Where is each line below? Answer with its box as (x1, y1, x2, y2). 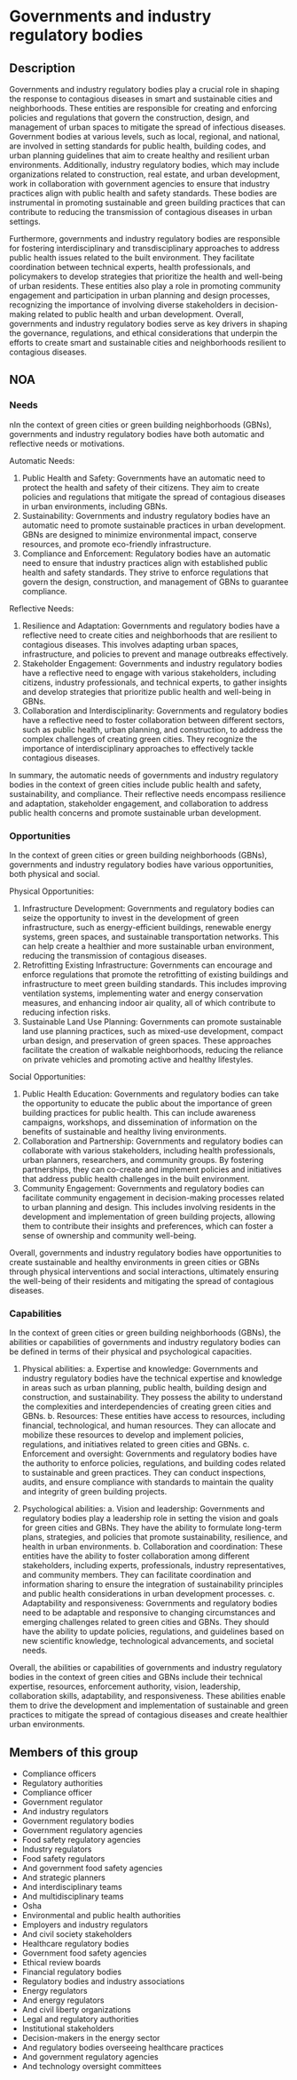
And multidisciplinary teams (21, 1891, 124, 1902)
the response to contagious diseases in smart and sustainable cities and (9, 93, 273, 104)
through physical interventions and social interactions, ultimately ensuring (9, 1266, 279, 1277)
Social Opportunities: (9, 1071, 86, 1081)
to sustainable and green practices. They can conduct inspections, (21, 1468, 266, 1478)
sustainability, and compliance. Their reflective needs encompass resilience (9, 788, 286, 799)
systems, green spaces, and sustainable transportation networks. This (21, 931, 279, 942)
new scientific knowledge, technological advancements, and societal (21, 1636, 275, 1646)
